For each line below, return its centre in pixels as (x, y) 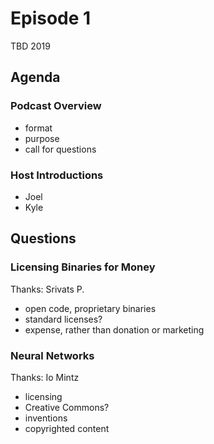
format (38, 128)
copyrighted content (67, 428)
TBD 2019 (30, 46)
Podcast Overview (56, 106)
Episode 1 (51, 18)
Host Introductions (57, 175)
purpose (42, 138)
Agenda (35, 77)
